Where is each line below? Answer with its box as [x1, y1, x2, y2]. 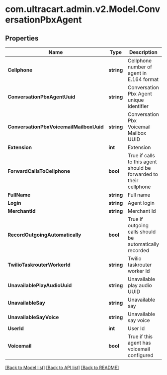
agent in [127, 70, 147, 76]
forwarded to [127, 171, 158, 178]
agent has [127, 340, 151, 346]
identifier [127, 103, 149, 109]
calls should [127, 228, 156, 235]
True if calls [127, 152, 155, 159]
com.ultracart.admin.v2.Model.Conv [5, 3, 161, 15]
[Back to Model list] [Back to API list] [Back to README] [5, 365, 119, 371]
